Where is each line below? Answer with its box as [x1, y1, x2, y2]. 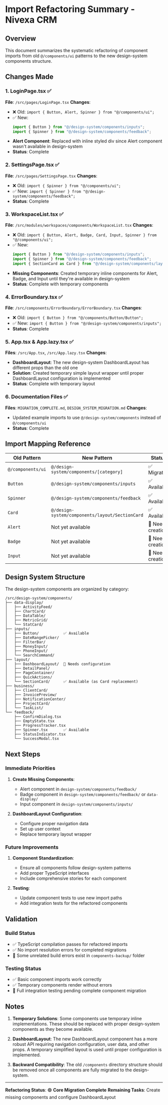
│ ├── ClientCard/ [5, 688, 48, 693]
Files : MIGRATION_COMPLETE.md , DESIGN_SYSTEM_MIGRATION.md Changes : [5, 405, 147, 411]
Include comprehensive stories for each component [19, 875, 126, 881]
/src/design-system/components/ [5, 596, 72, 601]
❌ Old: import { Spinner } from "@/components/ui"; [12, 182, 121, 189]
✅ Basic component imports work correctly [12, 977, 101, 983]
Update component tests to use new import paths [19, 895, 122, 901]
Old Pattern [13, 454, 41, 461]
